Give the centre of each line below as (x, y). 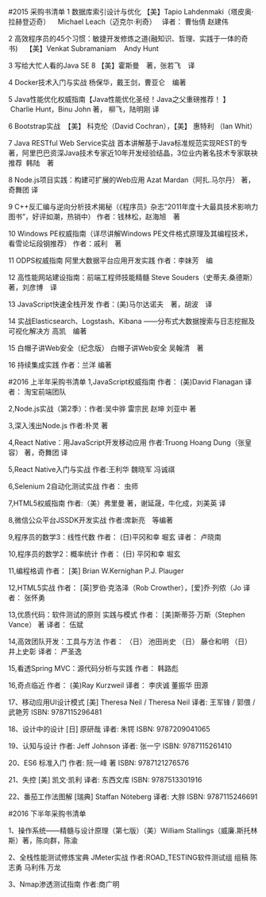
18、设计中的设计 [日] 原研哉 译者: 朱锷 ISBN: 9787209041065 (109, 729)
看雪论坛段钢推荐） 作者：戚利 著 (65, 244)
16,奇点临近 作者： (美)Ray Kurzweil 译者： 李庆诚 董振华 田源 (108, 685)
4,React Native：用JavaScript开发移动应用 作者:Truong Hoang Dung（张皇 (130, 443)
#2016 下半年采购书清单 (47, 813)
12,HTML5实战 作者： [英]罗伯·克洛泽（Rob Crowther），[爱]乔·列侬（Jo (125, 588)
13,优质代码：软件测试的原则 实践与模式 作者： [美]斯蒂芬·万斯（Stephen (127, 614)
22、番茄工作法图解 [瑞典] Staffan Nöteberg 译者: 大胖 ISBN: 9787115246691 (133, 797)
